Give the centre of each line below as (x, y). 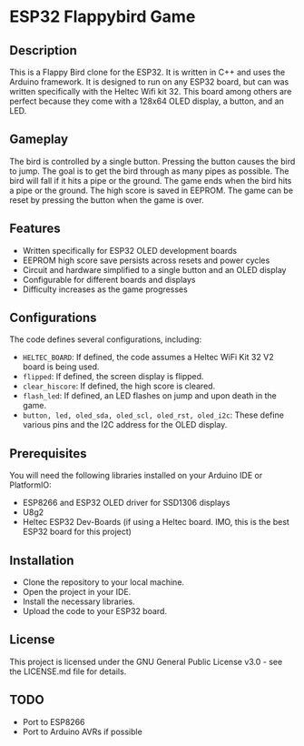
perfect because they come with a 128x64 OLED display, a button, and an (147, 101)
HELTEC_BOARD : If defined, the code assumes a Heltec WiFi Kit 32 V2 (148, 358)
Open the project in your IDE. (77, 592)
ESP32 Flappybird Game (103, 17)
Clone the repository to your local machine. (103, 582)
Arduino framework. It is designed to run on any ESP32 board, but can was (149, 82)
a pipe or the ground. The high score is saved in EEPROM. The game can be (151, 190)
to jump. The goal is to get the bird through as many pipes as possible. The (149, 171)
